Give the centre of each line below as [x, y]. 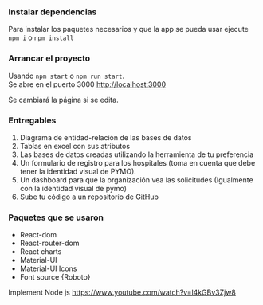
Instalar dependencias [53, 12]
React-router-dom [49, 243]
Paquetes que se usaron [56, 217]
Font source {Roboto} [55, 277]
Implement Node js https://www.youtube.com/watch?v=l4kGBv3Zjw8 [122, 292]
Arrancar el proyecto [49, 58]
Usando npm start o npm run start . [67, 76]
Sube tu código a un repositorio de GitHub [89, 197]
